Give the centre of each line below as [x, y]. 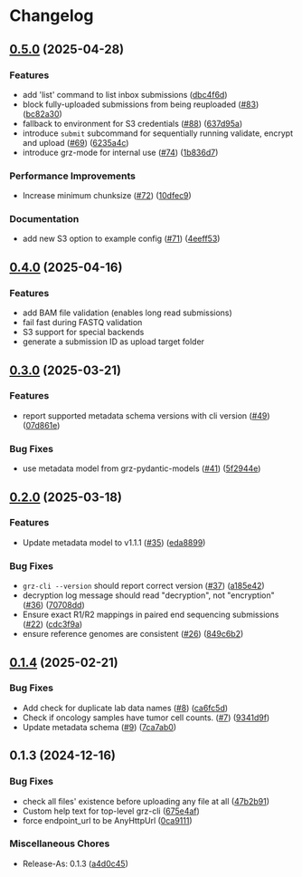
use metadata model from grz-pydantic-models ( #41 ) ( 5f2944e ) [142, 468]
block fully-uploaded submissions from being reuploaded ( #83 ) [141, 104]
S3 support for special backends [83, 332]
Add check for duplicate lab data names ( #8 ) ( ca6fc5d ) [125, 708]
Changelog [52, 16]
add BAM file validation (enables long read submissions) [127, 313]
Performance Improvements [73, 176]
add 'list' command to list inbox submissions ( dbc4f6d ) [125, 94]
